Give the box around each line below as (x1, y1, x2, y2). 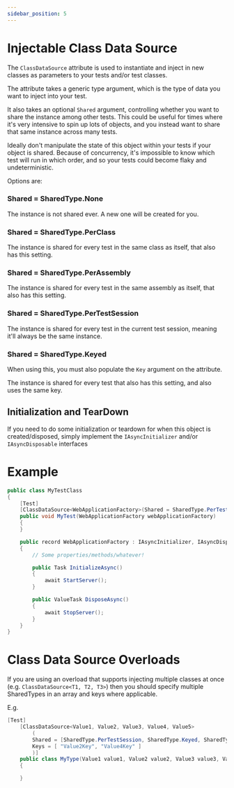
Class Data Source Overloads (7, 652, 180, 668)
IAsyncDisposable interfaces (7, 439, 88, 448)
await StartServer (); (44, 577, 108, 584)
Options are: (7, 176, 43, 185)
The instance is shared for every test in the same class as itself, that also (7, 243, 216, 252)
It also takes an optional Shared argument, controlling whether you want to (7, 105, 219, 114)
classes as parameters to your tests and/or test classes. (7, 70, 168, 79)
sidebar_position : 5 (7, 10, 68, 17)
